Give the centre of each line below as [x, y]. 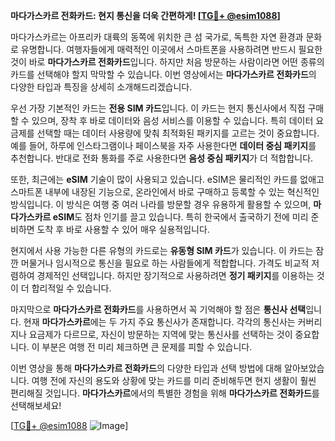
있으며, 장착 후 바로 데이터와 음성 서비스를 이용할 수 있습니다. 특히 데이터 [172, 120]
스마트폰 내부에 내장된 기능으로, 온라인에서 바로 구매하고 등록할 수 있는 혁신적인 [165, 192]
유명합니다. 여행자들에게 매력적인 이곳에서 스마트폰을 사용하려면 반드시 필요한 [171, 49]
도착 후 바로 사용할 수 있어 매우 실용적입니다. [123, 229]
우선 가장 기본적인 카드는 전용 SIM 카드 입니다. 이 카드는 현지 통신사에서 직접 [158, 108]
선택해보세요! [36, 405]
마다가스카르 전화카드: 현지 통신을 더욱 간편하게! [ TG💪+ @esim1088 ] [145, 15]
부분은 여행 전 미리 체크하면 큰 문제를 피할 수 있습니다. [147, 347]
